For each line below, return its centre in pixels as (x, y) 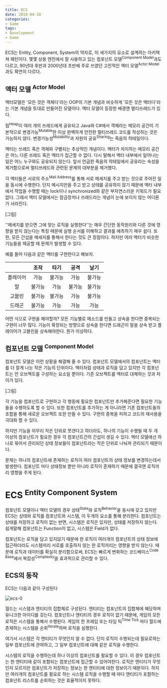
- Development (20, 33)
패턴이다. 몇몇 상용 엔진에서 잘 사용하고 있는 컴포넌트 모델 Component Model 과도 (86, 58)
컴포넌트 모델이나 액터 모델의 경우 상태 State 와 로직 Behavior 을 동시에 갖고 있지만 (81, 509)
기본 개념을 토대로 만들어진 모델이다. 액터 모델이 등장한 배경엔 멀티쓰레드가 (83, 108)
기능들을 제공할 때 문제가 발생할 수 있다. (44, 243)
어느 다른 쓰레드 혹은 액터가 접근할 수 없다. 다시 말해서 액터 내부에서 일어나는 (85, 155)
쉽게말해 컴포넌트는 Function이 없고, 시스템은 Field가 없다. (62, 528)
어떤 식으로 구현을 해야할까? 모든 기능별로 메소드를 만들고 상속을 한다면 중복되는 (83, 319)
